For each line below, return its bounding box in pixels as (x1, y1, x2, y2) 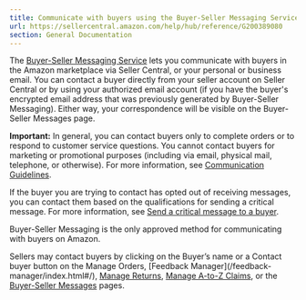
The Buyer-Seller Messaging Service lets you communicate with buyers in (9, 55, 287, 66)
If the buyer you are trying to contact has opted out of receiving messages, (9, 187, 291, 198)
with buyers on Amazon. (9, 234, 101, 245)
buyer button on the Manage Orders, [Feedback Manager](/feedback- (9, 261, 271, 272)
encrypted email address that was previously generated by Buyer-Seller (9, 94, 280, 105)
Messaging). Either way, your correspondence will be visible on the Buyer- (9, 104, 290, 115)
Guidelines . (9, 169, 52, 180)
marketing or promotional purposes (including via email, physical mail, (9, 150, 273, 161)
